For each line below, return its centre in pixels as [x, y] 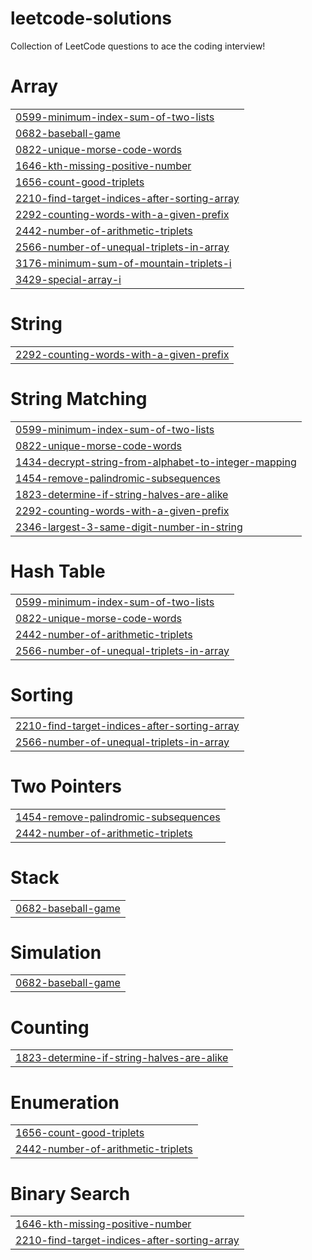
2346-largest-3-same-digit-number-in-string [129, 527]
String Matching [79, 399]
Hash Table [58, 571]
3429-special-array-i [68, 279]
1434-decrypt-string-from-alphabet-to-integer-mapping [156, 462]
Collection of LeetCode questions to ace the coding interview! [138, 46]
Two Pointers [66, 786]
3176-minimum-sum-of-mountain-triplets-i [123, 263]
